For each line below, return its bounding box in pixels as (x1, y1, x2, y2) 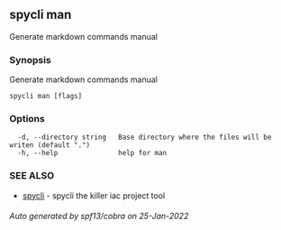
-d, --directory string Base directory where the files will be (17, 133, 272, 143)
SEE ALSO (9, 170, 55, 182)
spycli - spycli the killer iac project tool (22, 189, 166, 201)
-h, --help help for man (17, 149, 168, 158)
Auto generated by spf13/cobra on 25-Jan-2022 (9, 211, 189, 222)
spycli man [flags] (9, 92, 83, 101)
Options (9, 113, 45, 125)
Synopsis (9, 53, 51, 66)
